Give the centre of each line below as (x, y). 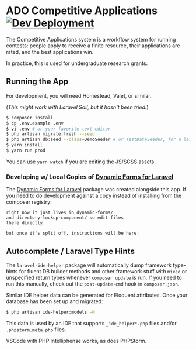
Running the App (37, 82)
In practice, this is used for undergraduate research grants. (77, 63)
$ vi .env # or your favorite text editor (58, 129)
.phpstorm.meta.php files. (36, 330)
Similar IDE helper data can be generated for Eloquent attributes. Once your (97, 295)
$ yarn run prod (26, 150)
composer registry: (29, 202)
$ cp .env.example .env (35, 123)
